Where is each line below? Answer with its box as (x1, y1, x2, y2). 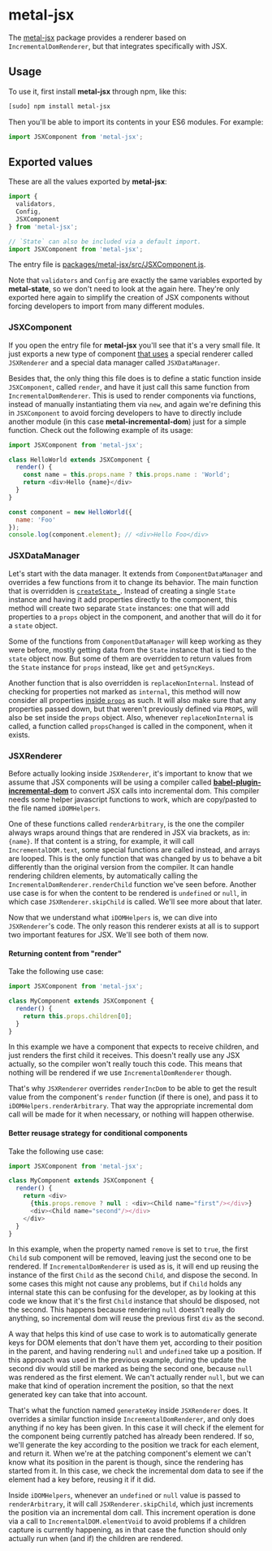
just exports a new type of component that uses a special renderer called (8, 348, 253, 359)
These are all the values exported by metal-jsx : (8, 177, 168, 186)
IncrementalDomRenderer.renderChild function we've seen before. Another (8, 879, 257, 889)
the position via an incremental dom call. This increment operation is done (8, 1508, 256, 1518)
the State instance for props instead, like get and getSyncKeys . (8, 662, 215, 672)
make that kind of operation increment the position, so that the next (8, 1381, 234, 1391)
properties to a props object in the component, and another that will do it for (8, 612, 261, 622)
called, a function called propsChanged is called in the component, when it (8, 721, 253, 731)
